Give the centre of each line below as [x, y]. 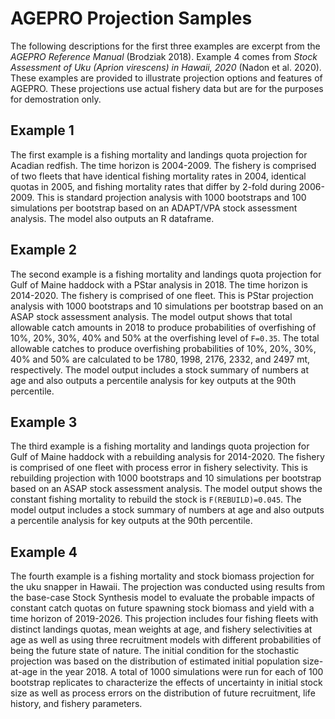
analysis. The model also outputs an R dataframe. [112, 218]
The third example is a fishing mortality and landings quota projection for [160, 446]
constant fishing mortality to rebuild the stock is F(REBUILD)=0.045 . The [156, 499]
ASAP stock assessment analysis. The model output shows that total [151, 316]
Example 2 [43, 250]
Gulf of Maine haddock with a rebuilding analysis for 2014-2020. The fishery [167, 457]
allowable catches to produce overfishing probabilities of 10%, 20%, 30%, [163, 348]
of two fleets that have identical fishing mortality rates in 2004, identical [158, 176]
